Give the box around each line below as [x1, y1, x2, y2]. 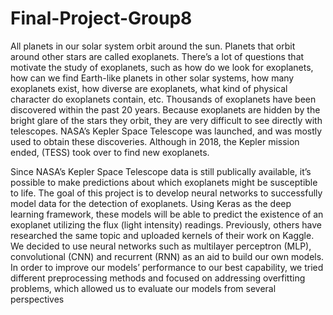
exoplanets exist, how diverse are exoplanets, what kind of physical [10, 82, 288, 94]
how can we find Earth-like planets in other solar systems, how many [10, 72, 295, 84]
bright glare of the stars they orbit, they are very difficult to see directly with [10, 114, 323, 126]
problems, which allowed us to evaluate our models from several [10, 282, 277, 294]
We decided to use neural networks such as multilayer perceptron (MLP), [10, 240, 312, 252]
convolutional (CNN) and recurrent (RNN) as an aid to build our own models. [10, 250, 325, 262]
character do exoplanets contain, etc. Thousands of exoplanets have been [10, 93, 317, 105]
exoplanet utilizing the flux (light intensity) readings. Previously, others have [10, 218, 322, 231]
